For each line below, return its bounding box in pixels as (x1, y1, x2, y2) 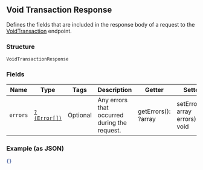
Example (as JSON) (6, 145, 65, 153)
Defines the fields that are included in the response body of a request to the (6, 21, 195, 28)
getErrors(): (138, 107, 171, 116)
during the (97, 119, 127, 127)
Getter (144, 86, 164, 94)
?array (138, 115, 156, 123)
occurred (97, 111, 124, 120)
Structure (6, 42, 35, 51)
